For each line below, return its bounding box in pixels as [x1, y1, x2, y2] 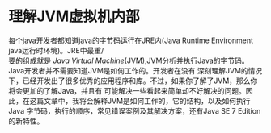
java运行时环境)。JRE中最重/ [8, 45, 104, 55]
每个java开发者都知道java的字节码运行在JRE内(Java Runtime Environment [8, 35, 253, 45]
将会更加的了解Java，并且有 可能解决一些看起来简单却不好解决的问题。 [8, 85, 247, 95]
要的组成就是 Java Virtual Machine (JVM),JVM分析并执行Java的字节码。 [8, 56, 249, 65]
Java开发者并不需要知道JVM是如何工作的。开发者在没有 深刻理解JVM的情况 [8, 65, 263, 75]
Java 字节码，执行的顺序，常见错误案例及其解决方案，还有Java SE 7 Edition [8, 106, 261, 115]
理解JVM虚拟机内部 [8, 7, 140, 26]
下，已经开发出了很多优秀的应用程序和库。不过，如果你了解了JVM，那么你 [8, 76, 258, 85]
